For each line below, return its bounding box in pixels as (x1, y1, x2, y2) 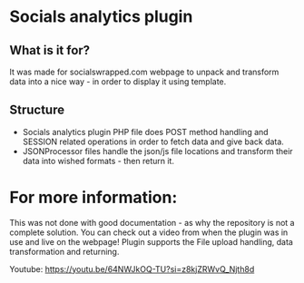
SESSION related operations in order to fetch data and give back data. (22, 136, 284, 147)
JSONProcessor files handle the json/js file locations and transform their (22, 145, 293, 156)
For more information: (9, 188, 178, 208)
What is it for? (9, 43, 91, 58)
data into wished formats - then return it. (22, 155, 175, 166)
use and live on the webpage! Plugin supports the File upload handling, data (9, 236, 293, 247)
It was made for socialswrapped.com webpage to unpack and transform (9, 66, 279, 77)
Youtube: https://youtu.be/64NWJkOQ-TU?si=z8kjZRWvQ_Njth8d (9, 263, 255, 274)
